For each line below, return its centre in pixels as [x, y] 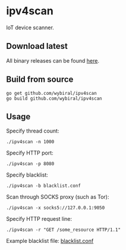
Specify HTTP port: [30, 153]
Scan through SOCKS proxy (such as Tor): [58, 197]
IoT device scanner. [30, 27]
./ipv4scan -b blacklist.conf [44, 186]
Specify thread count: [33, 131]
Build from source [40, 80]
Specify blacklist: [27, 175]
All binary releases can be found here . [53, 60]
